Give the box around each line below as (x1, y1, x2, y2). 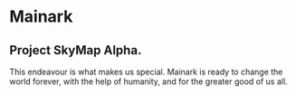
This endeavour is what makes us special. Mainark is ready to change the (9, 66, 283, 77)
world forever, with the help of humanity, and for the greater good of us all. (9, 76, 288, 87)
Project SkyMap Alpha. (9, 43, 142, 58)
